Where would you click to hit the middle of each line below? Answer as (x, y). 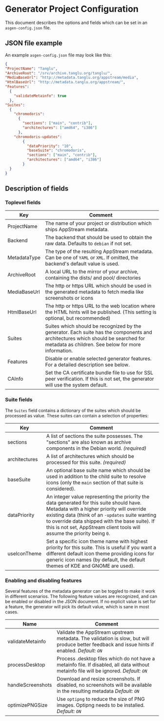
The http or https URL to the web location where (100, 306)
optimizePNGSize (28, 705)
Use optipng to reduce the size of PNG (101, 699)
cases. (12, 612)
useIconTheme (25, 553)
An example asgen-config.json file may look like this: (58, 55)
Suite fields (19, 400)
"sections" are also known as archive (89, 442)
